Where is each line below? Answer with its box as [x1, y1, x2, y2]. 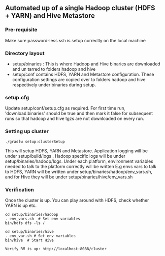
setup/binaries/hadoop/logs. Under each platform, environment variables [5, 158, 154, 164]
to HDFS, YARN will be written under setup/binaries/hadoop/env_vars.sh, [5, 169, 153, 174]
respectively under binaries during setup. [12, 82, 96, 87]
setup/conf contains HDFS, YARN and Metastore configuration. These [12, 71, 154, 77]
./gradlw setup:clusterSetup [5, 139, 65, 144]
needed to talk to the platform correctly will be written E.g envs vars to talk [5, 163, 157, 169]
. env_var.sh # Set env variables [5, 233, 76, 238]
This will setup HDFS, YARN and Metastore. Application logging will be [5, 147, 148, 154]
